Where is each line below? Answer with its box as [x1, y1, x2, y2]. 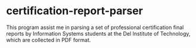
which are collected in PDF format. [6, 36, 91, 43]
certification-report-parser [6, 4, 143, 18]
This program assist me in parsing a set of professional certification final [6, 24, 184, 31]
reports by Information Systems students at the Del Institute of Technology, [6, 30, 191, 37]
